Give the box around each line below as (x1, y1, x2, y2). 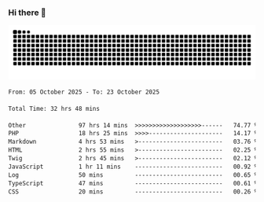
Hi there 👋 (8, 7, 47, 18)
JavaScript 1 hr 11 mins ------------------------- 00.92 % (8, 163, 258, 171)
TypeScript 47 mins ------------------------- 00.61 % (8, 179, 258, 187)
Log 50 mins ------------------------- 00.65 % (8, 171, 258, 179)
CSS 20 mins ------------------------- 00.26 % (8, 188, 258, 196)
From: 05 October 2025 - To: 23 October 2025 (8, 88, 159, 97)
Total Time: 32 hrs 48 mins (8, 105, 101, 112)
